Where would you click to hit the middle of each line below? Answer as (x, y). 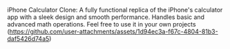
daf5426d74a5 (28, 39)
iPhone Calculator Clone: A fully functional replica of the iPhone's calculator (115, 10)
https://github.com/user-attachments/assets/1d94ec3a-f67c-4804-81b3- (114, 31)
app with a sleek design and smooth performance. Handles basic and (106, 17)
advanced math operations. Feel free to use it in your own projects (102, 24)
